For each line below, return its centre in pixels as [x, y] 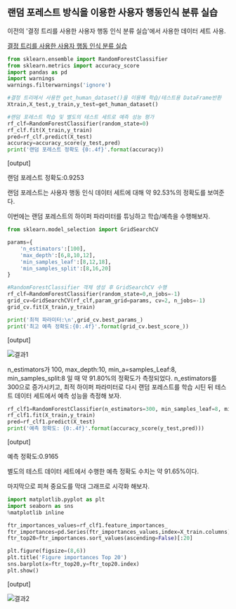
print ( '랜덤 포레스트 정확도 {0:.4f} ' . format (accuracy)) [86, 150]
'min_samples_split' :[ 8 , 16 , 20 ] [66, 268]
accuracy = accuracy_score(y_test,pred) [64, 143]
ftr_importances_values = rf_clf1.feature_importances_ [88, 525]
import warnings [31, 79]
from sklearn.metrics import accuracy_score [73, 65]
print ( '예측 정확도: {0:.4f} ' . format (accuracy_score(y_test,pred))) [106, 428]
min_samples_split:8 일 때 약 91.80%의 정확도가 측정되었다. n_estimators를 [112, 378]
